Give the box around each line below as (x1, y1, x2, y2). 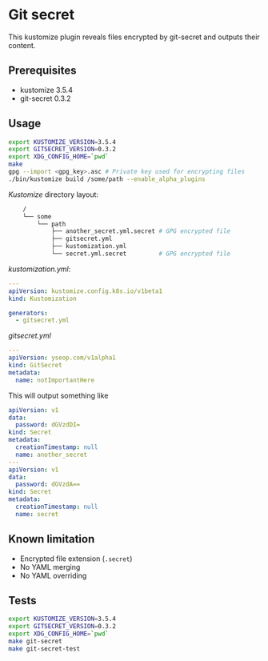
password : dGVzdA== (15, 480, 81, 489)
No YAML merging (19, 562, 81, 571)
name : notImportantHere (15, 376, 94, 384)
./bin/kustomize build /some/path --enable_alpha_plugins (8, 174, 206, 183)
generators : (8, 309, 48, 317)
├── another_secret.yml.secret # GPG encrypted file (50, 227, 230, 235)
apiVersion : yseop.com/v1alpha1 (8, 354, 116, 362)
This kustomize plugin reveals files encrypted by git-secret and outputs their (8, 32, 260, 42)
